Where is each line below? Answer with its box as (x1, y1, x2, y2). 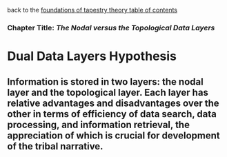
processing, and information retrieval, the (7, 118, 190, 130)
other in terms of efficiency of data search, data (7, 108, 217, 120)
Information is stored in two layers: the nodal (7, 76, 204, 87)
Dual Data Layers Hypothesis (7, 48, 177, 64)
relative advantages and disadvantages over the (7, 97, 219, 109)
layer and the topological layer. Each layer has (7, 86, 209, 98)
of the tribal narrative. (7, 140, 103, 152)
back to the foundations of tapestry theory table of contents (7, 6, 178, 14)
